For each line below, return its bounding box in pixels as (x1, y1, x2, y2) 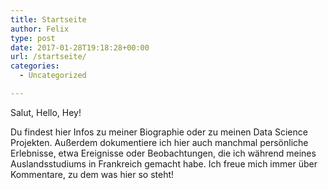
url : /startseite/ (10, 52, 87, 62)
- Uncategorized (19, 71, 87, 81)
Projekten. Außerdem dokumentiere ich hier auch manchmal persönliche (10, 136, 309, 148)
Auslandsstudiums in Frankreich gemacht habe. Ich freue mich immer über (10, 157, 318, 170)
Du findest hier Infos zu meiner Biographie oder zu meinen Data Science (10, 126, 308, 138)
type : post (10, 33, 56, 43)
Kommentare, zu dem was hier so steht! (10, 168, 175, 180)
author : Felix (10, 24, 70, 34)
